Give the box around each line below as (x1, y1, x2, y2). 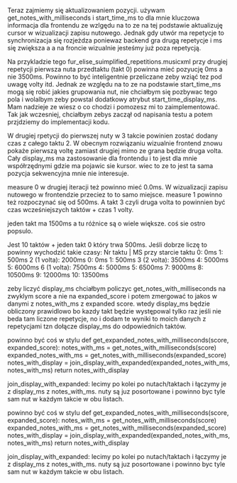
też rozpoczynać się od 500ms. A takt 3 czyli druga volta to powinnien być (7, 198, 226, 206)
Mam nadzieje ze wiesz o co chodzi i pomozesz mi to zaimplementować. (7, 103, 220, 111)
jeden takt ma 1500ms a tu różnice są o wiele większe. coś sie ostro (7, 219, 206, 228)
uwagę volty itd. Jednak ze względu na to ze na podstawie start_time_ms (7, 80, 221, 88)
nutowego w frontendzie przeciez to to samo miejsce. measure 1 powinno (7, 191, 223, 199)
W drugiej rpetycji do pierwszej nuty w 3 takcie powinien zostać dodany (7, 131, 219, 140)
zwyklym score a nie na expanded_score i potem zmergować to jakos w (7, 292, 218, 300)
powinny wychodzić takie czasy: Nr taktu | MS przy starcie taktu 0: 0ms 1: (7, 248, 224, 256)
